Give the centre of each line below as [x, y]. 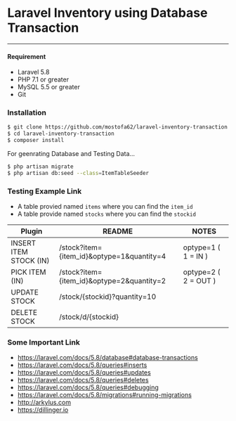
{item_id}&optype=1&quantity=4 [113, 257]
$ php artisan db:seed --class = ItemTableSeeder [78, 173]
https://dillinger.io [43, 410]
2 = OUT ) [199, 281]
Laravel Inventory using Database [107, 13]
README [118, 231]
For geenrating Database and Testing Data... [71, 154]
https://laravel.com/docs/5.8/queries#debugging [88, 387]
